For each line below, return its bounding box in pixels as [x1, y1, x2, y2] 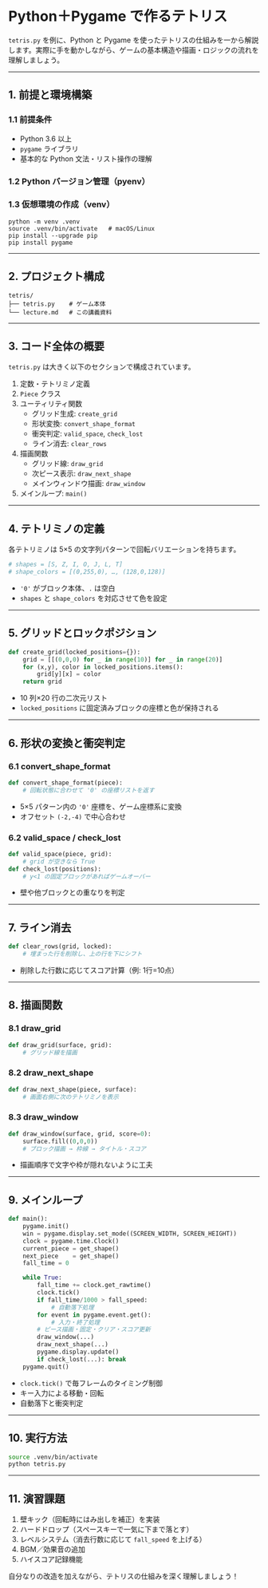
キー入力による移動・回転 [19, 1388, 104, 1397]
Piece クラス [19, 389, 61, 399]
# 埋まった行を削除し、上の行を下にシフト [22, 950, 143, 958]
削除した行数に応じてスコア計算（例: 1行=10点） [19, 966, 179, 975]
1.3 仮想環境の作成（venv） [8, 199, 115, 210]
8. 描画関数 [8, 998, 63, 1012]
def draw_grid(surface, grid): [8, 1041, 112, 1049]
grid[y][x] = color [37, 670, 102, 678]
